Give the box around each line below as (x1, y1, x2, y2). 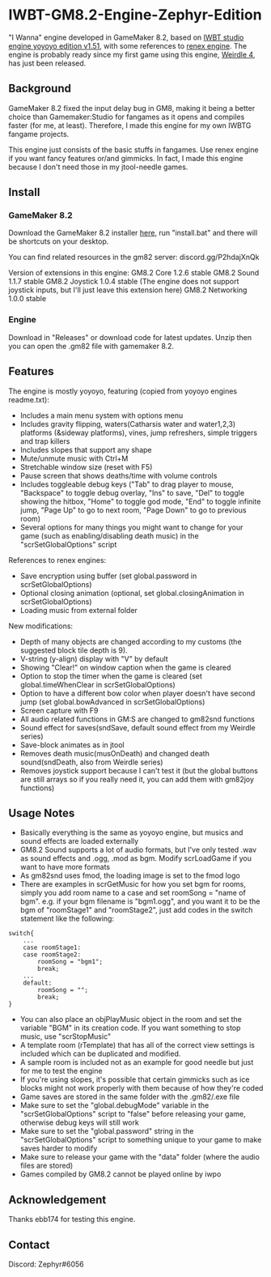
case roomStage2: (23, 951, 82, 959)
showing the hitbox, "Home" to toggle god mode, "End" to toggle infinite (19, 496, 261, 506)
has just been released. (8, 58, 87, 68)
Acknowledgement (8, 1193, 107, 1207)
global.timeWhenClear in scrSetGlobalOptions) (19, 679, 176, 689)
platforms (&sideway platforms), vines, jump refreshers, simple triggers (19, 428, 257, 437)
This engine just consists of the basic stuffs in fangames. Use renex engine (8, 144, 259, 155)
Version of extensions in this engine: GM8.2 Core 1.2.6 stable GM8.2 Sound (8, 268, 260, 278)
